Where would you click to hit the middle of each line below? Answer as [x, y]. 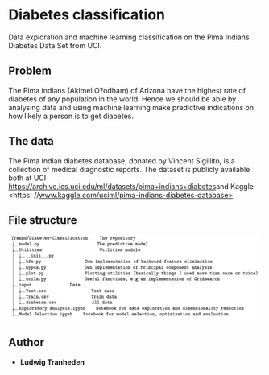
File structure [43, 220]
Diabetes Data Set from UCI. [55, 45]
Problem [30, 71]
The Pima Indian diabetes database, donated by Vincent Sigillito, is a [122, 161]
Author [26, 342]
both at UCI [27, 178]
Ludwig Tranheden [52, 362]
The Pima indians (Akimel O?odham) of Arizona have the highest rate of [127, 90]
